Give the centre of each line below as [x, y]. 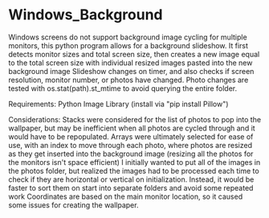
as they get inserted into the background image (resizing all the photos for [131, 154]
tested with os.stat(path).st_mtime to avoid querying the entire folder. [123, 88]
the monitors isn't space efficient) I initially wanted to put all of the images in [134, 162]
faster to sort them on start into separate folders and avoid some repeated [131, 187]
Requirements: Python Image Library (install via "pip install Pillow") [118, 104]
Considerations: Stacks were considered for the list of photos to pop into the [135, 119]
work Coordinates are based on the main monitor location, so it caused [126, 196]
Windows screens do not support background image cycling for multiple [128, 37]
